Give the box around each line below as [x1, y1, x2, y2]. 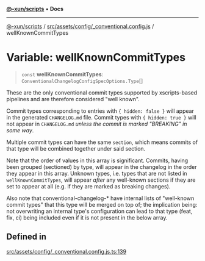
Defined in [6, 232, 47, 242]
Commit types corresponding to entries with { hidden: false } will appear [6, 107, 194, 115]
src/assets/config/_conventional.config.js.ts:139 [6, 248, 127, 255]
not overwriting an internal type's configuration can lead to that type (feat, [6, 207, 193, 215]
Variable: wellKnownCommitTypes [6, 51, 186, 65]
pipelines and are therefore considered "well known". [6, 95, 140, 102]
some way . [6, 126, 34, 134]
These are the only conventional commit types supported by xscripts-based [6, 88, 198, 96]
